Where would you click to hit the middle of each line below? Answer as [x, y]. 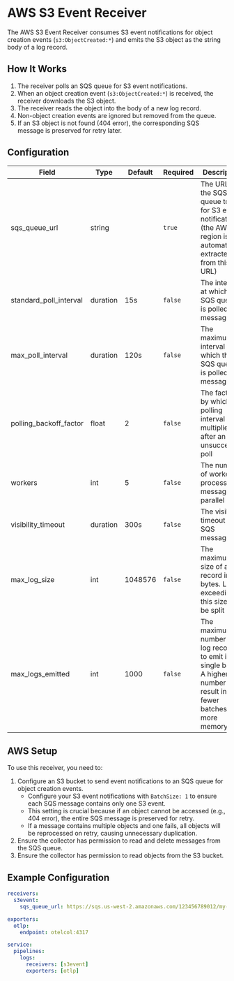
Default [140, 172]
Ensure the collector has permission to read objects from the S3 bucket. [120, 856]
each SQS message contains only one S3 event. [96, 804]
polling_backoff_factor [47, 423]
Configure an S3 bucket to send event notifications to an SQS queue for [120, 781]
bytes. [211, 583]
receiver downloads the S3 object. [67, 101]
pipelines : [29, 952]
